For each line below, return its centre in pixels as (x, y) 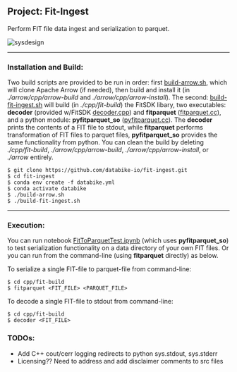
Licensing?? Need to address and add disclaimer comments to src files (120, 361)
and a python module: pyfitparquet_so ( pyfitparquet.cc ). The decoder (110, 120)
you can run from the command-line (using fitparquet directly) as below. (113, 256)
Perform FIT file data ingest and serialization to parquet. (89, 28)
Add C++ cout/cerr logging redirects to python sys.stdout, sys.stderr (117, 353)
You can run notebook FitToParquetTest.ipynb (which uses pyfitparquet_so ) (118, 241)
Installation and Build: (45, 67)
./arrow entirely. (31, 157)
